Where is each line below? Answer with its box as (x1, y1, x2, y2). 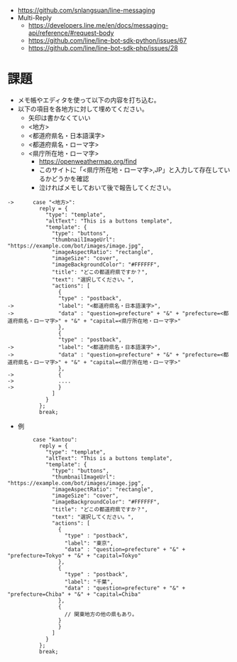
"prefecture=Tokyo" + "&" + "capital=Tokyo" (7, 552, 141, 559)
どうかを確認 (51, 174, 89, 183)
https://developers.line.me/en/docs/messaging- (28, 21, 169, 29)
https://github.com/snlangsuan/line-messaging (17, 6, 155, 14)
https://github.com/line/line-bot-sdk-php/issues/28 (28, 44, 179, 52)
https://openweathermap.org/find (38, 156, 137, 166)
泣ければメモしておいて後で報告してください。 (38, 183, 175, 191)
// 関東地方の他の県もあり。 (64, 611, 138, 618)
